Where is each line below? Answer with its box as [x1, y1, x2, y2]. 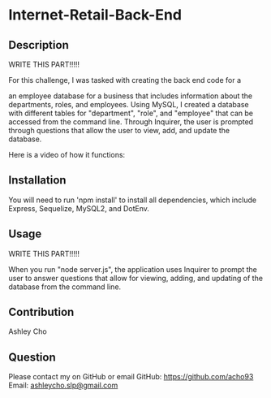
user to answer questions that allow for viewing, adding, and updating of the [8, 273, 264, 283]
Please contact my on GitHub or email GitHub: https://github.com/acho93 [8, 372, 254, 382]
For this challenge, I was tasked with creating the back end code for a [8, 76, 242, 84]
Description [8, 38, 69, 52]
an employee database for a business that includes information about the [8, 91, 253, 101]
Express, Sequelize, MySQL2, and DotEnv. [8, 203, 150, 213]
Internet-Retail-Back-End [8, 6, 183, 24]
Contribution [8, 305, 75, 319]
